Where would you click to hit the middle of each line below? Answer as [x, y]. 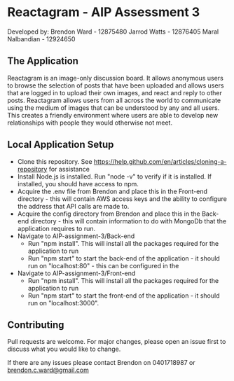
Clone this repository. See [55, 161]
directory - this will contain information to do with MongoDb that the [128, 221]
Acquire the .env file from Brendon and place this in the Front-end [112, 191]
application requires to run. [56, 228]
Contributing [36, 325]
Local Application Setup [61, 145]
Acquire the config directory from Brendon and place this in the [109, 214]
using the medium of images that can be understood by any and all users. [113, 108]
